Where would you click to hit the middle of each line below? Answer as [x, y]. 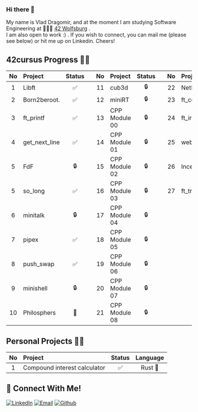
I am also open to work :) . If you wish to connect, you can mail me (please [96, 35]
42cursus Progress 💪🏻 [48, 59]
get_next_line [42, 142]
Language [150, 358]
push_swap [39, 264]
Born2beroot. [42, 100]
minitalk [34, 215]
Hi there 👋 [21, 9]
